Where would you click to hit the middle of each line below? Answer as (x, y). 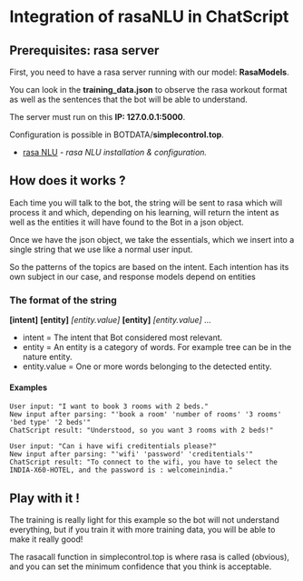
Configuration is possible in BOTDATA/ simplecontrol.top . (117, 135)
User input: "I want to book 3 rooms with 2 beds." (109, 406)
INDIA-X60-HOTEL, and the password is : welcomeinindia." (121, 470)
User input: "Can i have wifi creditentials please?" (113, 446)
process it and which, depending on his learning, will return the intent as (144, 212)
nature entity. (47, 357)
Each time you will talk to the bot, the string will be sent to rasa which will (146, 203)
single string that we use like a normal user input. (101, 249)
